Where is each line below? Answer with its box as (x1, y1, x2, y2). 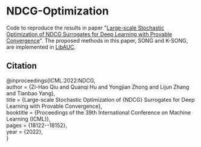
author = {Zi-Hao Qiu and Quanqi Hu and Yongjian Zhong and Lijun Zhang (6, 83, 190, 90)
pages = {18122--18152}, (6, 122, 68, 129)
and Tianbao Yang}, (6, 89, 56, 97)
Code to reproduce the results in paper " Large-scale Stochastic (6, 24, 165, 31)
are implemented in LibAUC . (6, 43, 76, 51)
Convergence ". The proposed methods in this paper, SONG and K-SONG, (6, 37, 188, 44)
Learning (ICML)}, (6, 115, 51, 122)
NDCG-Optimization (6, 4, 109, 18)
